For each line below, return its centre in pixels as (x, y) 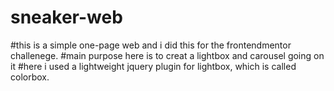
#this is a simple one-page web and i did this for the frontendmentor (151, 45)
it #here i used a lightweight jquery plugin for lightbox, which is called (153, 66)
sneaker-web (66, 17)
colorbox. (30, 77)
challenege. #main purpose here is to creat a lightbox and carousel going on (167, 55)
